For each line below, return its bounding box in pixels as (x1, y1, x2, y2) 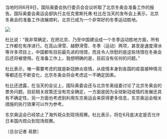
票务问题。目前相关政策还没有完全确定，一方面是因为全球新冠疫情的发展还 (5, 89, 158, 94)
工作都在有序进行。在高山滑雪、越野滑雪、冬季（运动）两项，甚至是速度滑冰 (5, 43, 162, 49)
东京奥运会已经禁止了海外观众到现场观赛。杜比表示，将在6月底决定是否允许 (5, 112, 161, 118)
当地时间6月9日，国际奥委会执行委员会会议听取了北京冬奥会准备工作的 (5, 4, 150, 10)
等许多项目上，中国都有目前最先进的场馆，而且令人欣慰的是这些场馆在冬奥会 (5, 49, 162, 55)
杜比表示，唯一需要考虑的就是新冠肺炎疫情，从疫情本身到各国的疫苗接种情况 (5, 66, 162, 71)
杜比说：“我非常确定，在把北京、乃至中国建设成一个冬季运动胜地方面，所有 (5, 37, 160, 42)
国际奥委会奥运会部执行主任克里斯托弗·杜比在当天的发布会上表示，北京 (13, 10, 159, 16)
